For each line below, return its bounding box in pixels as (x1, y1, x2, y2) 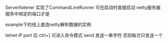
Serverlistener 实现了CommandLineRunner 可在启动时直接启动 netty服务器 (5, 5, 161, 10)
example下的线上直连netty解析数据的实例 (5, 22, 92, 27)
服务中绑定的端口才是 (5, 11, 50, 17)
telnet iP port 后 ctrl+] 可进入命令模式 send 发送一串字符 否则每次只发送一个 (5, 32, 163, 38)
